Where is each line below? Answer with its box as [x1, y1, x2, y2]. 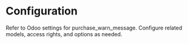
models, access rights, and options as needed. [5, 30, 123, 37]
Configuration [5, 4, 78, 18]
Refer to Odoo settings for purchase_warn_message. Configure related [5, 24, 183, 31]
